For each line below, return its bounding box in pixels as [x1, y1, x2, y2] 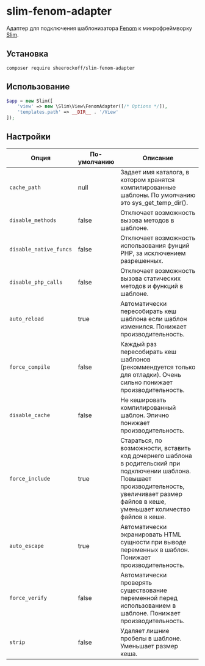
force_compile [9, 363, 51, 371]
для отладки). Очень [120, 370, 182, 379]
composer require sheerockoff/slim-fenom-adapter [6, 65, 135, 71]
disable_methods [9, 216, 57, 224]
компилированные [120, 183, 176, 191]
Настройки [6, 131, 51, 142]
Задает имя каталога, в [120, 168, 190, 176]
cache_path [9, 183, 41, 191]
